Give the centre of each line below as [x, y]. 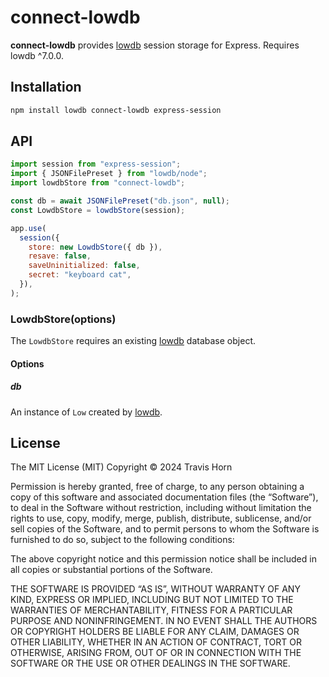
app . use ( [28, 228]
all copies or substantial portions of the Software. [111, 570]
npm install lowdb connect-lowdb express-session [116, 110]
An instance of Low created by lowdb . [86, 412]
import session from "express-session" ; [96, 164]
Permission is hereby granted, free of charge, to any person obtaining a [157, 487]
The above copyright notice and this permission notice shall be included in [163, 559]
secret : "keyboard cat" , [80, 275]
